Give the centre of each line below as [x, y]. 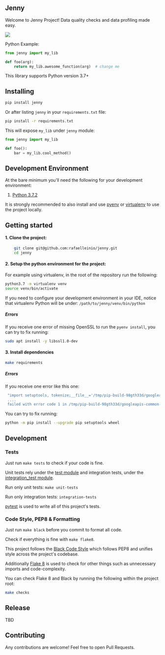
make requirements [24, 362]
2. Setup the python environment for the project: [56, 264]
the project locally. [24, 210]
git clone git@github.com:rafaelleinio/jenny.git [66, 248]
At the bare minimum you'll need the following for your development [74, 180]
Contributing [25, 636]
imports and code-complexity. [36, 569]
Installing [20, 91]
